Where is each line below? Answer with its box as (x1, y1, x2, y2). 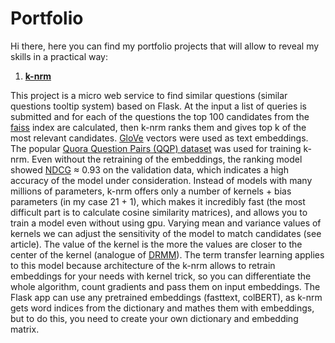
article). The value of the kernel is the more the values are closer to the (10, 238, 303, 250)
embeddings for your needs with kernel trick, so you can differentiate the (10, 270, 312, 282)
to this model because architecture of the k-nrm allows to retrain (10, 259, 276, 271)
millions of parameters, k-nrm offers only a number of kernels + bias (10, 185, 292, 197)
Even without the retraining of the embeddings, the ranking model (31, 153, 303, 165)
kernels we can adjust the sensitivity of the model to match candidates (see (10, 227, 322, 239)
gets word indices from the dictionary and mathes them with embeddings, (10, 302, 315, 314)
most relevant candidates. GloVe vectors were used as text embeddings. (10, 132, 309, 144)
